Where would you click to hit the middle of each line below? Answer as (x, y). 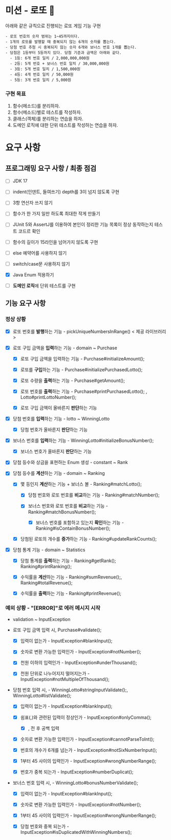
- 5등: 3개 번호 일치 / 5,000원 (41, 80)
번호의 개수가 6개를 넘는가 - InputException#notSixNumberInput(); (89, 750)
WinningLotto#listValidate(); (42, 696)
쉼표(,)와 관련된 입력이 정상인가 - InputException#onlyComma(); (86, 717)
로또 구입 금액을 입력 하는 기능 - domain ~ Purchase (65, 348)
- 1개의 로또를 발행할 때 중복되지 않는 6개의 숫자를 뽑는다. (61, 42)
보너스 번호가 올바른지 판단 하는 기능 (56, 451)
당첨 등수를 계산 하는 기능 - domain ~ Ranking (59, 473)
